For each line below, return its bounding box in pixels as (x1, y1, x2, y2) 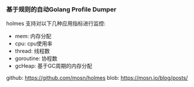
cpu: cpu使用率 (14, 40, 53, 47)
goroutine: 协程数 (14, 55, 58, 62)
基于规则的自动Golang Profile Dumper (6, 5, 116, 13)
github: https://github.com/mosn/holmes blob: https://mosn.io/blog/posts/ (6, 74, 188, 82)
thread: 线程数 (14, 48, 50, 55)
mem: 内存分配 (14, 33, 52, 40)
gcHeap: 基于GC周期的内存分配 (14, 63, 93, 70)
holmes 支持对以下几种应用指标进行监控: (6, 20, 106, 27)
